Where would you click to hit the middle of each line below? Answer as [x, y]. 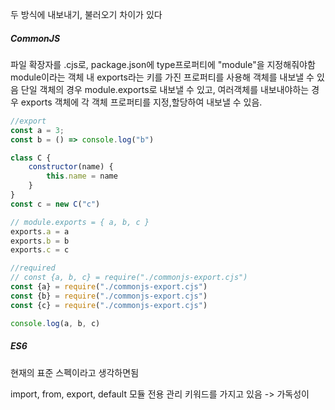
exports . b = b [40, 241]
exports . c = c [40, 250]
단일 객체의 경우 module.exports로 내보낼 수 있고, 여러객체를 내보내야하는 [165, 89]
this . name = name [82, 176]
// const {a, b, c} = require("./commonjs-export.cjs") [129, 278]
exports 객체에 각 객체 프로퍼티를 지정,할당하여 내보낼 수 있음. [141, 102]
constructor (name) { [71, 167]
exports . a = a [40, 231]
